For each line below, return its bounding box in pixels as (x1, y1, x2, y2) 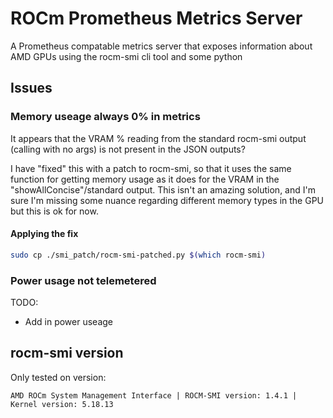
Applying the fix (10, 228, 79, 240)
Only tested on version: (10, 371, 107, 383)
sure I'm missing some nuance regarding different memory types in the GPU (10, 194, 324, 206)
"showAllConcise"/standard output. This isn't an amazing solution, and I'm (10, 183, 316, 196)
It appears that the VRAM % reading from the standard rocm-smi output (10, 132, 307, 144)
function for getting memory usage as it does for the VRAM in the (10, 173, 280, 185)
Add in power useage (24, 316, 114, 327)
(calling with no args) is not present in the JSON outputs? (10, 143, 246, 155)
